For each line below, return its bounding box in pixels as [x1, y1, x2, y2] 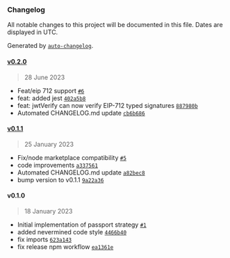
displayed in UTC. [7, 28, 58, 36]
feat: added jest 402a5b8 [17, 94, 86, 102]
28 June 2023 [24, 73, 65, 81]
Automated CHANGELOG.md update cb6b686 [17, 108, 145, 117]
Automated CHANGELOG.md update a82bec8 [17, 168, 145, 177]
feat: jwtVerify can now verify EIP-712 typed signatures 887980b [17, 101, 198, 109]
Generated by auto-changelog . [7, 42, 94, 50]
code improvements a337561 [17, 161, 99, 169]
